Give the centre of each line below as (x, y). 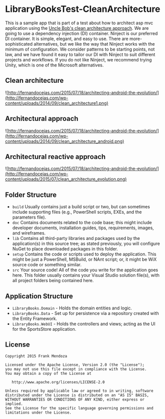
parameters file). (29, 217)
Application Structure (39, 296)
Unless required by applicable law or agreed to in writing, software (79, 391)
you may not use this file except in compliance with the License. (76, 369)
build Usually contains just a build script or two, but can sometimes (81, 207)
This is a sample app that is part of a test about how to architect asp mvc (79, 23)
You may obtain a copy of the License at (48, 373)
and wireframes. (29, 233)
